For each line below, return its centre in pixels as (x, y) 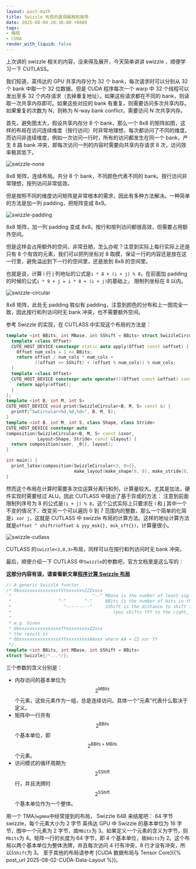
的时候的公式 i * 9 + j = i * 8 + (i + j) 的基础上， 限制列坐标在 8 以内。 (96, 281)
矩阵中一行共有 (32, 715)
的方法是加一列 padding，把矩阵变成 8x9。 (58, 203)
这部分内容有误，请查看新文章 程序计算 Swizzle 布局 (68, 573)
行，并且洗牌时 (32, 783)
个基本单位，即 (32, 736)
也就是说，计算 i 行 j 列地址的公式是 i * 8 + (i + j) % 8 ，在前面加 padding (97, 273)
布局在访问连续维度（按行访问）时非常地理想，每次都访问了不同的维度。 (103, 130)
